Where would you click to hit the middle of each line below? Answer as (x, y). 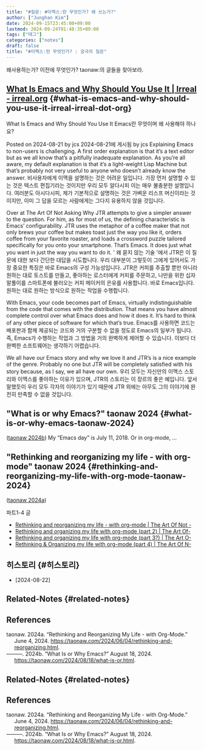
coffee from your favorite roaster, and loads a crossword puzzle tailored (96, 239)
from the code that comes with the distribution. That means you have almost (102, 309)
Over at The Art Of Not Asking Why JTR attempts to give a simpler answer (99, 212)
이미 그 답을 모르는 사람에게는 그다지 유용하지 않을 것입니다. (94, 200)
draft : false (23, 46)
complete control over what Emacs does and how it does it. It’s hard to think (101, 315)
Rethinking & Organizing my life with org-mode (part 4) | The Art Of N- (103, 544)
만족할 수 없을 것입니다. (45, 394)
